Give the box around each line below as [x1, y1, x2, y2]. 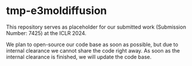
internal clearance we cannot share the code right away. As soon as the [6, 47, 180, 54]
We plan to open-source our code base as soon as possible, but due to [6, 41, 178, 48]
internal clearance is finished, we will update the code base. [6, 53, 152, 60]
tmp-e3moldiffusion [6, 4, 107, 18]
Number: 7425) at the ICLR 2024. [6, 29, 87, 36]
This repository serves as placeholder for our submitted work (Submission [6, 23, 187, 30]
